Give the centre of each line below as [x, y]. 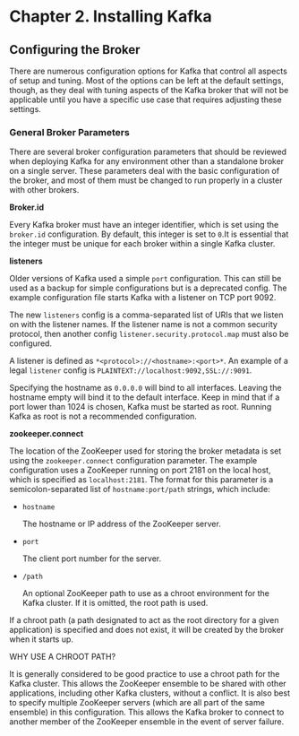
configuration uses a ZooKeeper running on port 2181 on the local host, [140, 470]
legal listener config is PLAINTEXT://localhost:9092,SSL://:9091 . [131, 370]
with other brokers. [44, 190]
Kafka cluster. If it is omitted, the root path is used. [115, 603]
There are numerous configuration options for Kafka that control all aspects [149, 71]
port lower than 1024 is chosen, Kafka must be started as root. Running [141, 407]
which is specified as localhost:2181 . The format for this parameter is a [141, 480]
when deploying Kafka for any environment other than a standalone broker [147, 161]
